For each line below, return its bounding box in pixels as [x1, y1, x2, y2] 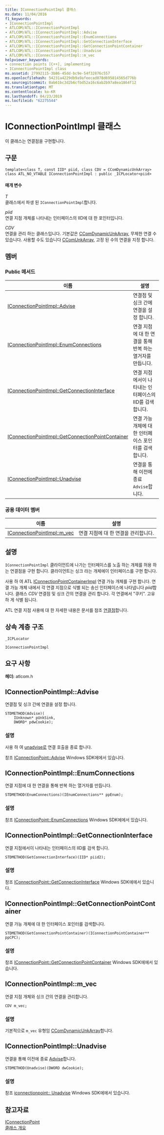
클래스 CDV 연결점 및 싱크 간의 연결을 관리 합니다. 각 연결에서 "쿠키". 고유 [15, 590, 155, 596]
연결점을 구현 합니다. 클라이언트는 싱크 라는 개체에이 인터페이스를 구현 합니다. [10, 568, 158, 574]
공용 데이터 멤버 [5, 506, 40, 513]
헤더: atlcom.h [5, 673, 33, 679]
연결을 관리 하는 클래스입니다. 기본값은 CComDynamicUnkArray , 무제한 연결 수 [5, 231, 157, 237]
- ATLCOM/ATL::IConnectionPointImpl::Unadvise [5, 48, 102, 53]
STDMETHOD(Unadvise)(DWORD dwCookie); [5, 1065, 84, 1070]
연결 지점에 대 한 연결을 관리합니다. [79, 530, 154, 537]
